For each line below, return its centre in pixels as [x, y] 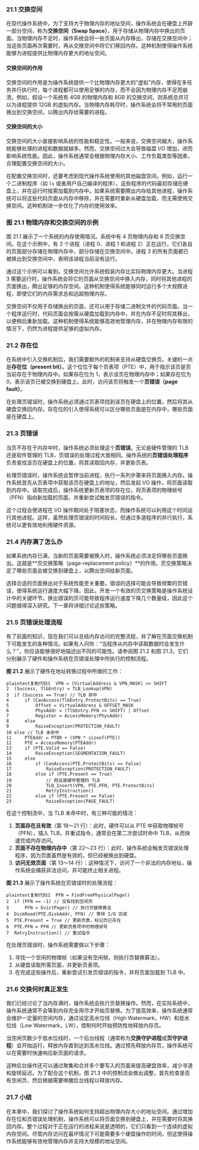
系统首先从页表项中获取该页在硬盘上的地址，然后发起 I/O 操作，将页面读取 [102, 482]
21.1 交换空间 [24, 9]
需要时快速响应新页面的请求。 [53, 1053]
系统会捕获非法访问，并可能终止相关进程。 [72, 870]
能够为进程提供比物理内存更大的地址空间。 [58, 53]
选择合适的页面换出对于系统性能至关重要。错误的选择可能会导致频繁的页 [94, 583]
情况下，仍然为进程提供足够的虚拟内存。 [55, 328]
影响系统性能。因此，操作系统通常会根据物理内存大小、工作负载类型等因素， [99, 156]
